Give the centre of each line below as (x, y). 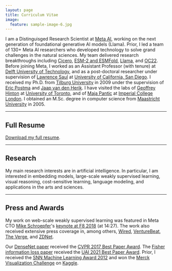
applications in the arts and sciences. (45, 187)
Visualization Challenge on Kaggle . (42, 263)
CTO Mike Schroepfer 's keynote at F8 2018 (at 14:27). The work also (78, 225)
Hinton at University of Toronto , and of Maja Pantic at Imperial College (79, 93)
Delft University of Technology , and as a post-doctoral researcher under (81, 72)
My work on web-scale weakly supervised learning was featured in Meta (82, 220)
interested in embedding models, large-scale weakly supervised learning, (83, 176)
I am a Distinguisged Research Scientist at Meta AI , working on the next (81, 39)
